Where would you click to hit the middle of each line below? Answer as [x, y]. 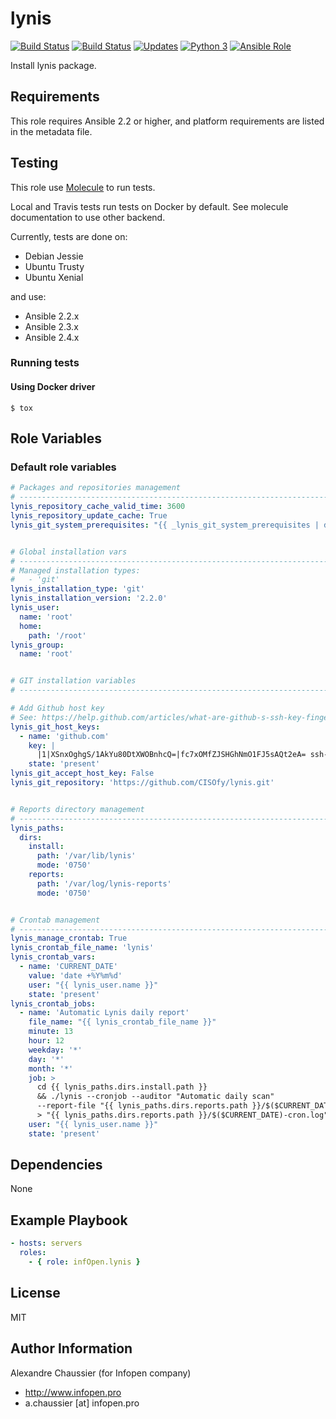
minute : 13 [51, 1032]
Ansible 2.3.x [51, 326]
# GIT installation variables [73, 681]
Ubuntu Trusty [54, 266]
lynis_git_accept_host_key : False [82, 773]
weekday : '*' [55, 1050]
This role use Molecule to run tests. [83, 187]
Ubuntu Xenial [54, 277]
